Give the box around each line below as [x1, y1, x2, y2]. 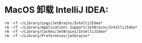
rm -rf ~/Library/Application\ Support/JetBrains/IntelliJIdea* [4, 25, 138, 29]
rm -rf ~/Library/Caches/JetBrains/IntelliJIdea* [4, 29, 107, 34]
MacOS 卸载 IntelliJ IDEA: [4, 4, 109, 15]
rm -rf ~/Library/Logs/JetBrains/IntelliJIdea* [4, 20, 103, 26]
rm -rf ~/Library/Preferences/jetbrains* [4, 33, 90, 38]
